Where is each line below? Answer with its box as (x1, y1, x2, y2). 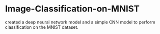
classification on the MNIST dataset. (5, 24, 79, 30)
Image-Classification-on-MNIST (5, 3, 140, 14)
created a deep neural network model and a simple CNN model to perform (5, 19, 156, 25)
